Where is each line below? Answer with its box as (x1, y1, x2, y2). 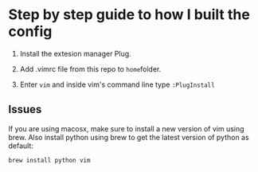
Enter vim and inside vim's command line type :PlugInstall (19, 80, 215, 89)
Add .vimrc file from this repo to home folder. (19, 64, 162, 73)
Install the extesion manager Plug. (19, 49, 131, 58)
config (8, 22, 53, 41)
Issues (8, 103, 42, 116)
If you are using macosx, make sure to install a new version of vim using (8, 123, 244, 133)
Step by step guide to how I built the (8, 6, 251, 24)
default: (8, 141, 34, 150)
